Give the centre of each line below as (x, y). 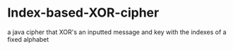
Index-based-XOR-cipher (83, 13)
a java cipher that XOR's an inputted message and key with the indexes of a (117, 32)
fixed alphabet (28, 39)
